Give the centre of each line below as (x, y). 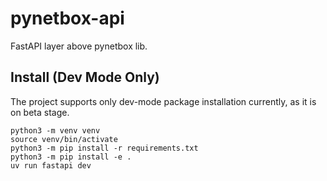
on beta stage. (40, 112)
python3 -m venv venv (55, 130)
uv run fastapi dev (51, 165)
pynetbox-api (67, 18)
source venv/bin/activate (64, 139)
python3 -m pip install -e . (71, 157)
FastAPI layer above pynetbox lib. (79, 46)
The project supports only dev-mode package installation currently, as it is (163, 101)
